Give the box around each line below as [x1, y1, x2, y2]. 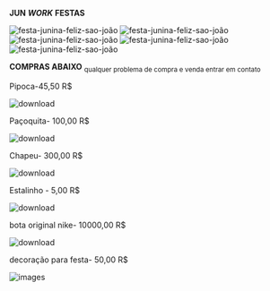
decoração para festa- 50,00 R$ [9, 254, 128, 265]
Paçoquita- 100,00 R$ [9, 116, 90, 126]
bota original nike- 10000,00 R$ [9, 219, 126, 230]
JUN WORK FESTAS [9, 8, 85, 18]
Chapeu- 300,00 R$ [9, 150, 83, 160]
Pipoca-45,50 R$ [9, 81, 73, 91]
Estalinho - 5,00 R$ [9, 184, 81, 195]
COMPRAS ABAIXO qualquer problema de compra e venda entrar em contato [9, 62, 262, 74]
